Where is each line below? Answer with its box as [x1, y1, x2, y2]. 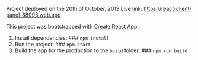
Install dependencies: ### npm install [14, 34, 110, 41]
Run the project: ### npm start [14, 41, 91, 48]
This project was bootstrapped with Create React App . [6, 23, 139, 30]
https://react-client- [143, 5, 192, 12]
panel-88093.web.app [6, 11, 61, 18]
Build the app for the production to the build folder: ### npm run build [14, 47, 188, 54]
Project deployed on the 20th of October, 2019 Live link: [6, 5, 143, 12]
